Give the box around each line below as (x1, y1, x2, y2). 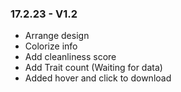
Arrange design (24, 30, 90, 42)
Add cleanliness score (24, 51, 117, 63)
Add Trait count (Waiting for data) (24, 62, 163, 74)
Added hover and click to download (24, 72, 172, 84)
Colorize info (24, 40, 78, 52)
